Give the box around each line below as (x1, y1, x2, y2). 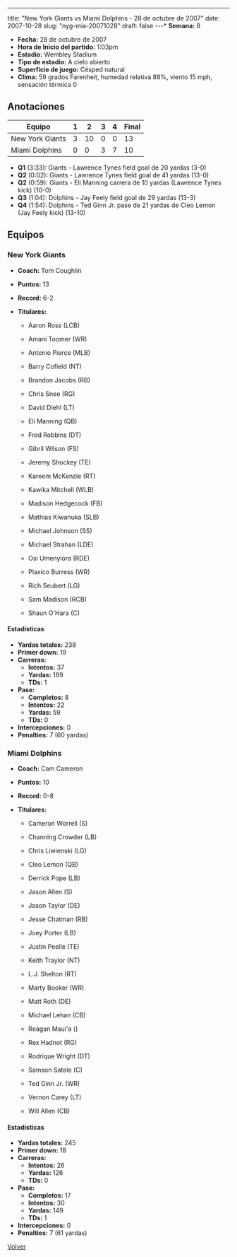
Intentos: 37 (28, 662, 65, 672)
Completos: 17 (28, 1191, 71, 1200)
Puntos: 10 (17, 778, 49, 786)
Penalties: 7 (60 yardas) (17, 730, 89, 739)
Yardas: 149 (28, 1206, 63, 1215)
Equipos (7, 229, 44, 241)
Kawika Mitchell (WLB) (28, 485, 94, 493)
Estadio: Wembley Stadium (17, 50, 97, 59)
